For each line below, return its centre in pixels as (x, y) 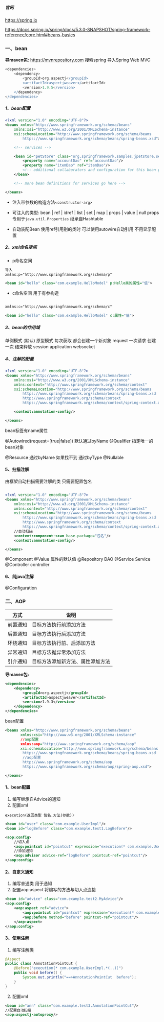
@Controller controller (27, 565)
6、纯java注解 (20, 577)
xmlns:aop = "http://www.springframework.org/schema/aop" (78, 744)
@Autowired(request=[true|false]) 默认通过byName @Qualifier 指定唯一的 (79, 441)
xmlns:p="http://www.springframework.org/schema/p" (59, 274)
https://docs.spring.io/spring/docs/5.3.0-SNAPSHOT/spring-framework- (78, 29)
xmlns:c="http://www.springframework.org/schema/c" (59, 307)
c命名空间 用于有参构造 (35, 293)
